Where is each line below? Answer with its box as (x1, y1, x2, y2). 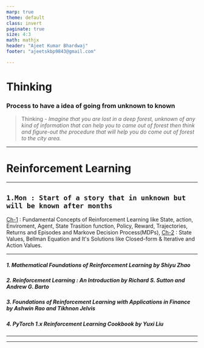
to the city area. (21, 135, 61, 142)
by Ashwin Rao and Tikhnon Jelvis (6, 305, 96, 312)
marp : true (6, 9, 34, 15)
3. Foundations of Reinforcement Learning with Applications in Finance (6, 298, 191, 305)
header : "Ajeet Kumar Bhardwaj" (6, 43, 88, 49)
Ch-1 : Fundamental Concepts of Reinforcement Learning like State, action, (6, 216, 193, 223)
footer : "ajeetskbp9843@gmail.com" (6, 49, 97, 55)
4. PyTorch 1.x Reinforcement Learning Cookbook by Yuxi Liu (6, 320, 164, 327)
